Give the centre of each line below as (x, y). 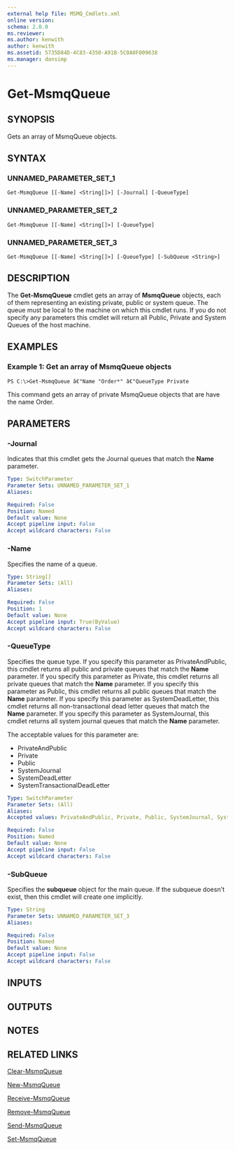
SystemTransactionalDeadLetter (64, 785)
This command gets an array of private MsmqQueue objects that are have (114, 394)
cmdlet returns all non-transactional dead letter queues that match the (108, 706)
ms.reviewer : (26, 33)
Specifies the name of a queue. (52, 564)
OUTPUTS (30, 1007)
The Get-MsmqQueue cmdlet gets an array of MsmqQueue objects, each (114, 295)
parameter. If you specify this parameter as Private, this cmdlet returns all (113, 676)
